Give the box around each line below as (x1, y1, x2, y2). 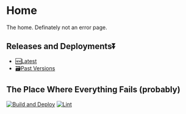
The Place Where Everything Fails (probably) (6, 84, 181, 95)
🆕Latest (15, 57, 37, 64)
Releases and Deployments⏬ (6, 41, 116, 52)
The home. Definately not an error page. (6, 24, 108, 31)
